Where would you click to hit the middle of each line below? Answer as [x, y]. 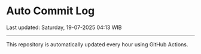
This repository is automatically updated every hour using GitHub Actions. [97, 44]
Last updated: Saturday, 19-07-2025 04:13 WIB [64, 27]
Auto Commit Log [51, 11]
